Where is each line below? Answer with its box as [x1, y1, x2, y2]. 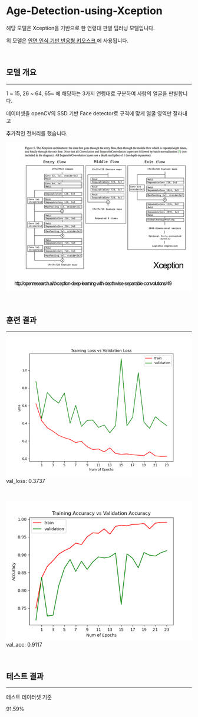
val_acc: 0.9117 [6, 641, 42, 648]
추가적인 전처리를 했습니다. [6, 129, 68, 137]
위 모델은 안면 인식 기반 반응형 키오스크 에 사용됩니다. [6, 37, 128, 44]
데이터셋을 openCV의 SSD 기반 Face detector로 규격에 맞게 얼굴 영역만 [6, 109, 172, 116]
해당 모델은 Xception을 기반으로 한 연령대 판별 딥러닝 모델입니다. [6, 24, 155, 31]
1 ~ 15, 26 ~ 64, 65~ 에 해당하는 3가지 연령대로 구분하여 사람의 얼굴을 [6, 90, 167, 97]
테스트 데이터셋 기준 [6, 693, 52, 701]
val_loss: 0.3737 [6, 478, 45, 485]
